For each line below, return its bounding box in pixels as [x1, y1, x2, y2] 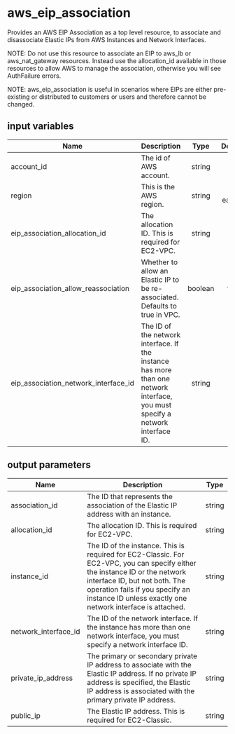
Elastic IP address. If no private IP [87, 668, 197, 678]
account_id [10, 161, 48, 171]
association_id [10, 500, 58, 510]
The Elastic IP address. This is [87, 706, 185, 716]
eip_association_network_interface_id [10, 378, 134, 388]
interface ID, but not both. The [87, 576, 186, 585]
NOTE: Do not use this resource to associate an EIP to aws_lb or [7, 49, 192, 57]
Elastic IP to [141, 275, 180, 285]
